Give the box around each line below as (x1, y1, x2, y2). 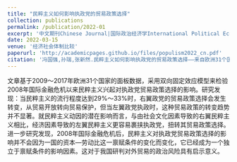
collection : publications (7, 17, 83, 24)
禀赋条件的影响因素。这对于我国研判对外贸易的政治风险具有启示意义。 (19, 147, 224, 155)
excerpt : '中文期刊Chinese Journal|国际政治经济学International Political (7, 30, 220, 37)
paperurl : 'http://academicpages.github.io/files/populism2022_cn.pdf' (7, 50, 222, 57)
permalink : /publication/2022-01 (7, 23, 106, 30)
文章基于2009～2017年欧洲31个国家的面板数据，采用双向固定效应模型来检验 (7, 76, 229, 85)
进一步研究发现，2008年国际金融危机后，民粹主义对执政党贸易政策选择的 (7, 129, 221, 137)
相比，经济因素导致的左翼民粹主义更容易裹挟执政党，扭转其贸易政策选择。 (13, 120, 230, 129)
